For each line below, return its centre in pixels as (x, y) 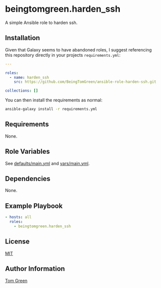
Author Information (35, 269)
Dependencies (28, 179)
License (17, 242)
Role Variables (27, 152)
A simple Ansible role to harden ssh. (41, 23)
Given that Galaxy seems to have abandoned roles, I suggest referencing (79, 49)
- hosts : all (18, 217)
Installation (23, 38)
